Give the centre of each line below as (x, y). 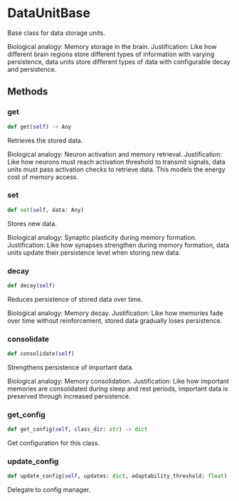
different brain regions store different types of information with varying (111, 54)
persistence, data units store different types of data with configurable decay (119, 61)
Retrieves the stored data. (45, 140)
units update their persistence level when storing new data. (94, 252)
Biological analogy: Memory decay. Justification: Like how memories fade (116, 313)
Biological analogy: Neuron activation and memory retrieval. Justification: (115, 154)
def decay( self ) (31, 285)
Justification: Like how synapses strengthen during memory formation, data (118, 245)
